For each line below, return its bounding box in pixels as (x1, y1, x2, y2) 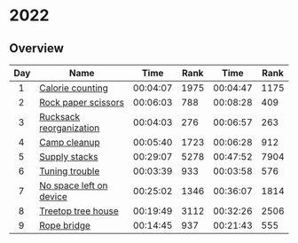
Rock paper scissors (39, 97, 124, 108)
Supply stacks (39, 151, 98, 162)
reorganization (39, 121, 100, 134)
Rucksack (39, 111, 81, 122)
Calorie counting (39, 82, 109, 94)
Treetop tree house (39, 205, 120, 217)
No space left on (39, 179, 108, 192)
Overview (9, 41, 65, 56)
